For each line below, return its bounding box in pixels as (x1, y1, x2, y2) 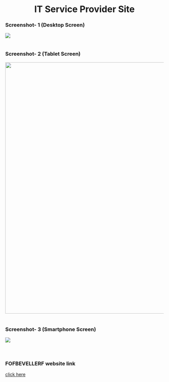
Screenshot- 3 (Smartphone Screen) (5, 326, 97, 333)
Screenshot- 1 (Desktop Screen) (5, 22, 85, 29)
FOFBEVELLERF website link (5, 360, 75, 367)
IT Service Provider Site (34, 4, 135, 15)
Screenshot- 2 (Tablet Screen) (5, 50, 81, 57)
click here (5, 371, 26, 377)
